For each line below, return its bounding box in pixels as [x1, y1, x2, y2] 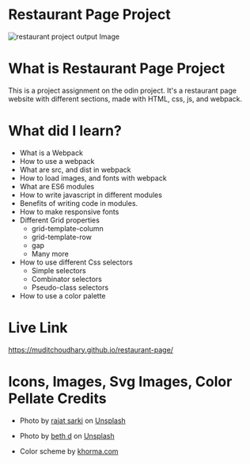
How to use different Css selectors [19, 257, 133, 267]
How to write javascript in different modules [19, 190, 162, 200]
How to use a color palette [19, 291, 106, 300]
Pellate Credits [8, 390, 107, 407]
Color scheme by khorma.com [19, 446, 119, 456]
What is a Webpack [19, 148, 83, 158]
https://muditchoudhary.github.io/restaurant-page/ [8, 344, 174, 354]
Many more [31, 249, 69, 258]
